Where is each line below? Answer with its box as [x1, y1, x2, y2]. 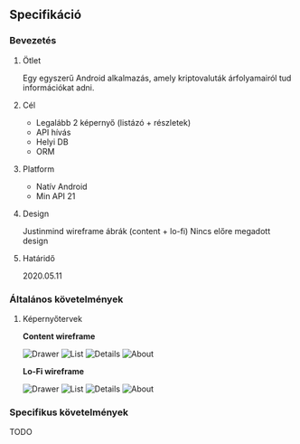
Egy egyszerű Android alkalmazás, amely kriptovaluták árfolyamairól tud [22, 72, 292, 83]
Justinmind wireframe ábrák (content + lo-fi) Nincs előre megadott [22, 225, 271, 236]
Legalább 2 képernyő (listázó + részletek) [35, 117, 192, 128]
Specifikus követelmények [9, 406, 129, 419]
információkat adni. [22, 81, 95, 93]
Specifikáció [9, 7, 82, 23]
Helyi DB [35, 136, 70, 147]
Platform [22, 163, 55, 175]
